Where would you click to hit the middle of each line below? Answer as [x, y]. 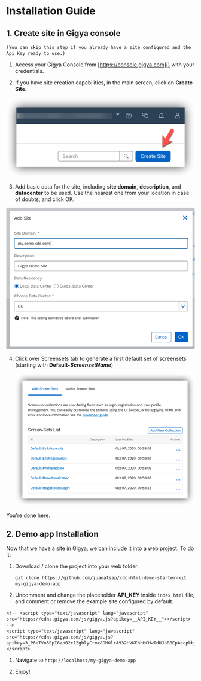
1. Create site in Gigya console [63, 33]
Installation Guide [51, 11]
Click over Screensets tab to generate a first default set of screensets [100, 359]
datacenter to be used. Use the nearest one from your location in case [102, 193]
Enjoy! [22, 672]
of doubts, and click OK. [45, 199]
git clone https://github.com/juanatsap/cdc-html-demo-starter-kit [100, 578]
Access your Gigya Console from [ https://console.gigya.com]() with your [104, 65]
